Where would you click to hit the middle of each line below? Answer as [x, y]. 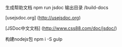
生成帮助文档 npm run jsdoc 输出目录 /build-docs [57, 7]
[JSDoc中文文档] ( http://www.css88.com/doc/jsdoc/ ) [61, 28]
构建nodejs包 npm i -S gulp [34, 39]
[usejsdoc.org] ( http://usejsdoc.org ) [43, 18]
